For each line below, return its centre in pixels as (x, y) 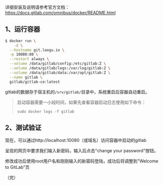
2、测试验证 (23, 127)
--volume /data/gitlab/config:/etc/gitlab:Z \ (58, 64)
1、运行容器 (23, 29)
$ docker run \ (21, 41)
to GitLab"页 (17, 167)
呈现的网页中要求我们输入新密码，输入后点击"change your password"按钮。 (82, 151)
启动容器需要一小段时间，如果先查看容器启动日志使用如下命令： (81, 102)
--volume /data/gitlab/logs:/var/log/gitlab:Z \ (60, 68)
